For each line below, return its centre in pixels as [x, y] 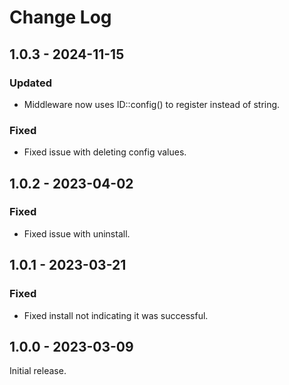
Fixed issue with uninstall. [77, 233]
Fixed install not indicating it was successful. [116, 315]
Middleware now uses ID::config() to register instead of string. [152, 104]
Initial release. [38, 371]
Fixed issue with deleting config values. [105, 152]
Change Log [60, 17]
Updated [30, 83]
